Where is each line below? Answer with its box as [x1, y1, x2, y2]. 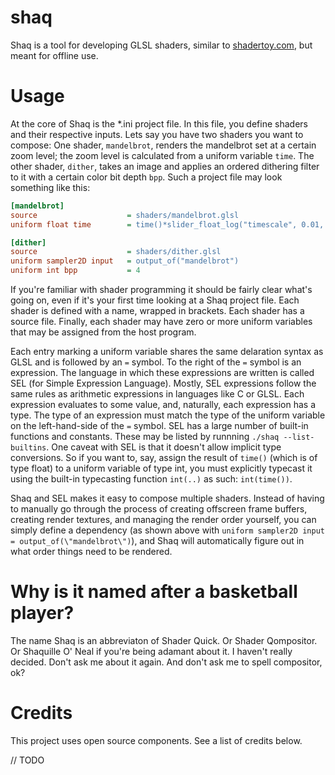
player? [10, 602, 75, 625]
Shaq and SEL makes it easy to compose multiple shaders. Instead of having [10, 492, 325, 504]
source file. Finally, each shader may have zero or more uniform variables [10, 316, 313, 327]
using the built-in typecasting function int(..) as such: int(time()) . [10, 473, 293, 485]
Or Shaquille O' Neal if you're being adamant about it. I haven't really [10, 645, 293, 657]
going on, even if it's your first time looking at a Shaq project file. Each [10, 294, 300, 306]
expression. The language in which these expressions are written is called [10, 367, 315, 378]
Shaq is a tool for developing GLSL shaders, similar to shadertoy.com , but [10, 39, 313, 51]
